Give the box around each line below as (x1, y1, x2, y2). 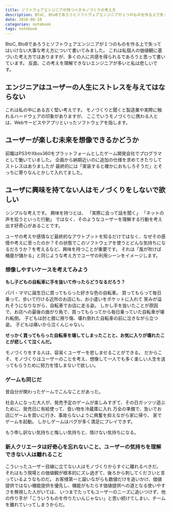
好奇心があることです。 (14, 222, 63, 229)
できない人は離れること (5, 451, 63, 458)
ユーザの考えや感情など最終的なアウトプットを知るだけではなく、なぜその (5, 233, 161, 239)
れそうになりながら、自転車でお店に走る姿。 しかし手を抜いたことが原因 (5, 302, 158, 308)
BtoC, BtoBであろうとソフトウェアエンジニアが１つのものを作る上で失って (5, 41, 162, 47)
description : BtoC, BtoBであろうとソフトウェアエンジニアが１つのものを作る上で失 (5, 12, 164, 17)
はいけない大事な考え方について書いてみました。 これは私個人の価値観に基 (5, 47, 163, 53)
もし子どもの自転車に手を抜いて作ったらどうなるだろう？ (5, 278, 126, 285)
